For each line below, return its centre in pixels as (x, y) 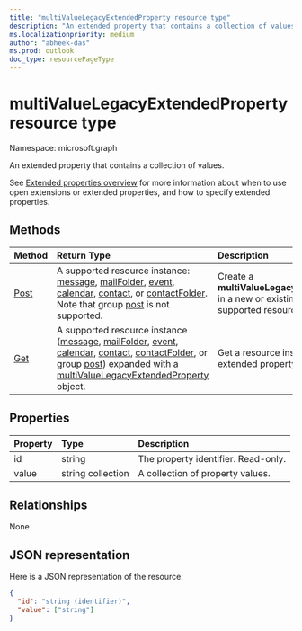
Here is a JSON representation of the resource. (97, 577)
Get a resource (249, 352)
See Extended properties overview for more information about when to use (148, 182)
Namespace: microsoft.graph (63, 147)
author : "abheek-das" (50, 43)
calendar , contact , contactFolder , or (133, 352)
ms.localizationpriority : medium (72, 34)
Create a (235, 276)
